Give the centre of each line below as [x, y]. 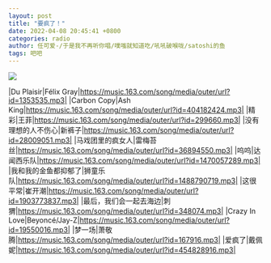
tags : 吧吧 [25, 53]
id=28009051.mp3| [40, 140]
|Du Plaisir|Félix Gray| [44, 91]
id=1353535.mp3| [38, 100]
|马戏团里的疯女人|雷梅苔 [116, 140]
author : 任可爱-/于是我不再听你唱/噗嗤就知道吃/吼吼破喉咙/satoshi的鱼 [117, 46]
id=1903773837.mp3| [44, 201]
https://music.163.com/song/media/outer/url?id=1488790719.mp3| [128, 180]
